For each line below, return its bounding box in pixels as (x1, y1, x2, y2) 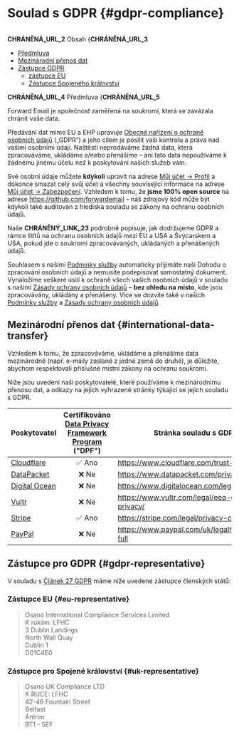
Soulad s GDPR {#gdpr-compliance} (7, 5, 225, 21)
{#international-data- (117, 319, 215, 331)
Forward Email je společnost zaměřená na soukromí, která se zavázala (7, 106, 213, 115)
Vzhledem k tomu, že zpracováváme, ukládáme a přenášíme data (7, 349, 199, 357)
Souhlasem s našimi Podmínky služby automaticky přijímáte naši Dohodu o (7, 260, 226, 269)
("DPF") (73, 446, 101, 456)
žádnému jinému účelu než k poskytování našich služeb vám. (7, 158, 187, 167)
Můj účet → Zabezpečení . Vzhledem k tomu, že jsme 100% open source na (7, 187, 230, 195)
